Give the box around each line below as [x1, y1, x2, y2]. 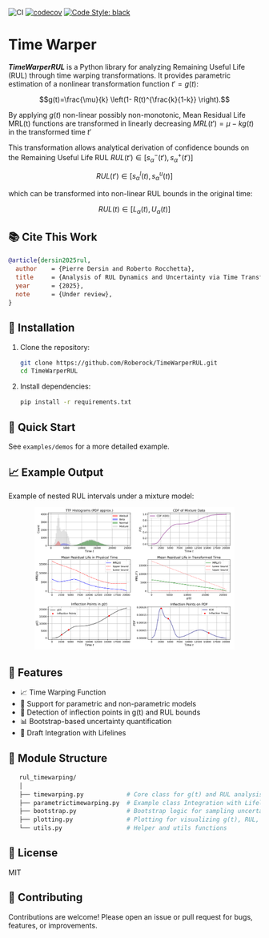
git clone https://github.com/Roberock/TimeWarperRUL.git [19, 359, 218, 367]
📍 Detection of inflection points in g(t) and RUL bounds [19, 707, 201, 717]
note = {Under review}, [15, 290, 113, 298]
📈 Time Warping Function [19, 687, 106, 697]
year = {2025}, [15, 282, 84, 290]
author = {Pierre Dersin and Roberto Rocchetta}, [15, 265, 195, 273]
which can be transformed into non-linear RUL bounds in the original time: [8, 188, 253, 198]
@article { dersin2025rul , [8, 256, 91, 264]
